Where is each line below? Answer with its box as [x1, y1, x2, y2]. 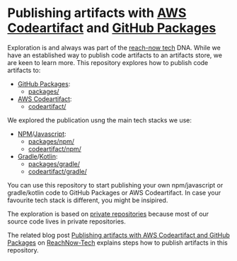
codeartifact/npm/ [28, 144, 81, 153]
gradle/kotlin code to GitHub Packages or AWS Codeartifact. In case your [7, 188, 221, 197]
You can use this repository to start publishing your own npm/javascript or [7, 180, 224, 189]
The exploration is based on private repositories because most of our [7, 209, 209, 218]
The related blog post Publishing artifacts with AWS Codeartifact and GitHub [7, 231, 230, 239]
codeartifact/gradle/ [28, 167, 87, 175]
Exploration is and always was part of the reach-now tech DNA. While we [7, 43, 221, 52]
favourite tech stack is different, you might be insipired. [7, 196, 168, 204]
